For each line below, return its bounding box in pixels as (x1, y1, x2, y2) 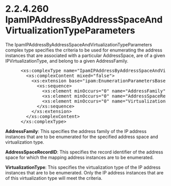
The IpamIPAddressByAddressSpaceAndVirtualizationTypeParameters (5, 41, 152, 47)
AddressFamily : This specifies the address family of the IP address (5, 128, 147, 134)
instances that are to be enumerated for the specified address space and (5, 134, 159, 140)
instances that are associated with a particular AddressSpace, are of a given (5, 52, 165, 59)
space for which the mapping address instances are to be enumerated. (5, 154, 154, 161)
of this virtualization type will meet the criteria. (5, 175, 103, 181)
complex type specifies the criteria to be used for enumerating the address (5, 47, 163, 53)
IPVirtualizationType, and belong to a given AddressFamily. (5, 58, 129, 64)
